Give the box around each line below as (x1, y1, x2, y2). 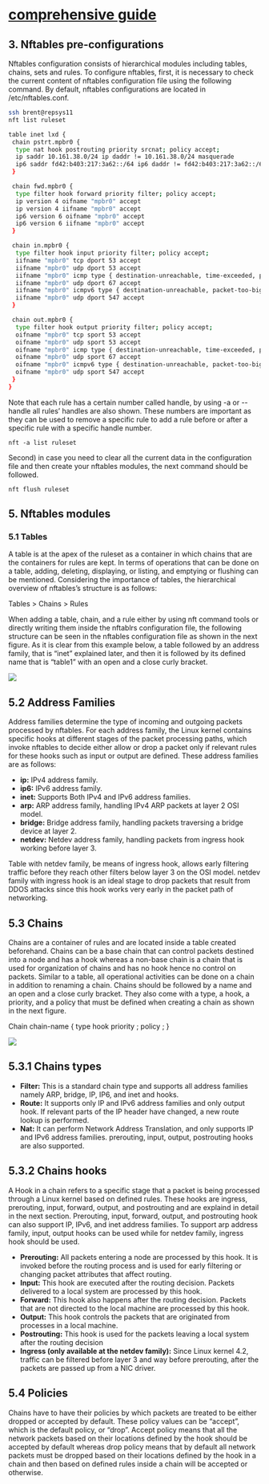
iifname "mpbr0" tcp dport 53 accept (15, 256, 142, 264)
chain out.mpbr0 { (11, 316, 74, 324)
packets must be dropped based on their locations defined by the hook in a (8, 1450, 256, 1460)
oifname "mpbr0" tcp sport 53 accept (15, 331, 142, 339)
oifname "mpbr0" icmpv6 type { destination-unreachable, (15, 361, 210, 369)
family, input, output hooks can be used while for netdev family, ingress (8, 1228, 244, 1237)
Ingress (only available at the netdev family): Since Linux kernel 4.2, (19, 1346, 249, 1356)
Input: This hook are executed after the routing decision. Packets (19, 1278, 235, 1287)
